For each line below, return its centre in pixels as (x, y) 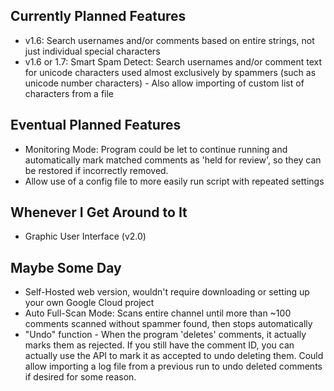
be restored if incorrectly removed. (96, 170)
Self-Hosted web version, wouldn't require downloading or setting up (167, 292)
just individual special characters (92, 51)
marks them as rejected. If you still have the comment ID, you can (159, 345)
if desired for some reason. (80, 377)
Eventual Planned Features (96, 125)
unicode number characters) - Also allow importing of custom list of (164, 83)
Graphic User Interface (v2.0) (85, 236)
